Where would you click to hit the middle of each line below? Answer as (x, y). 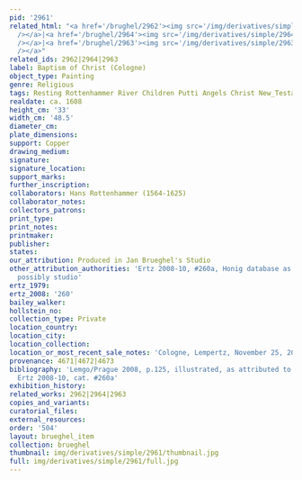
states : (24, 252)
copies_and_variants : (50, 403)
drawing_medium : (40, 151)
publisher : (30, 244)
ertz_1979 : (30, 285)
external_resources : (48, 420)
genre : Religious (42, 85)
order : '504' (34, 428)
